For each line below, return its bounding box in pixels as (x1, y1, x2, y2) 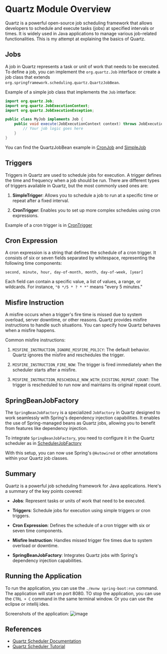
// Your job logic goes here (23, 126, 83, 131)
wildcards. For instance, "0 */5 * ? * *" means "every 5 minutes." (5, 284, 143, 290)
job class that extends (5, 74, 51, 80)
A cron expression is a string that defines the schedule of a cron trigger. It (5, 250, 157, 256)
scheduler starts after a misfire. (12, 367, 77, 373)
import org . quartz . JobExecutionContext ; (5, 103, 90, 108)
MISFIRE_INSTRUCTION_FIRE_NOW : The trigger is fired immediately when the (12, 362, 162, 368)
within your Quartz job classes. (5, 455, 69, 461)
